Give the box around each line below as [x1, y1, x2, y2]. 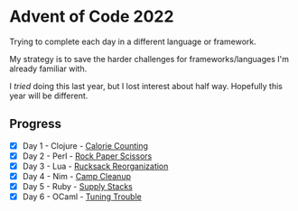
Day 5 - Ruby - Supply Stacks [22, 181, 133, 191]
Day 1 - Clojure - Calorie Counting [22, 140, 149, 151]
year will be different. [9, 90, 88, 101]
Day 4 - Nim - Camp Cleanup [22, 170, 131, 181]
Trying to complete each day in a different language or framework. [9, 36, 257, 47]
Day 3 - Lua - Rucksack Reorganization [22, 161, 169, 171]
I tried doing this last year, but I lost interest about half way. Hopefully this [9, 80, 283, 91]
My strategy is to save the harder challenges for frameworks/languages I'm [9, 53, 289, 64]
